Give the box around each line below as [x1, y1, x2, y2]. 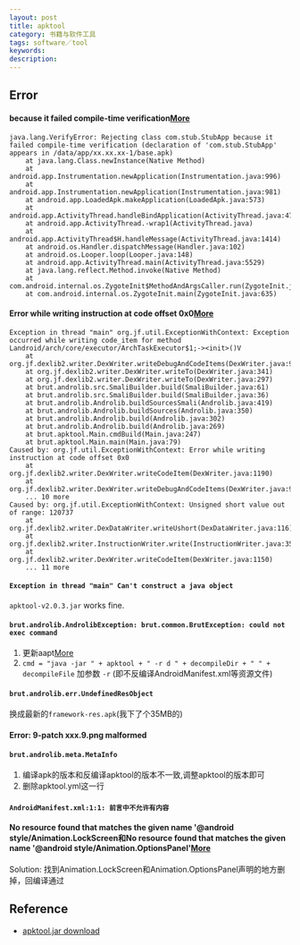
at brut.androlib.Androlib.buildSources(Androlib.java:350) [25, 406, 254, 415]
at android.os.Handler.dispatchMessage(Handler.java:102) [25, 243, 246, 251]
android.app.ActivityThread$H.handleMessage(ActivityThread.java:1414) [9, 234, 281, 243]
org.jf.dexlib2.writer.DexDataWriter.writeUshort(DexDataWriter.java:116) [9, 524, 294, 532]
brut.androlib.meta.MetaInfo [9, 750, 118, 759]
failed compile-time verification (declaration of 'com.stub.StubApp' [9, 140, 278, 149]
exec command [9, 628, 58, 637]
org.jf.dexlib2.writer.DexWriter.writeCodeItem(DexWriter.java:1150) [9, 555, 274, 564]
